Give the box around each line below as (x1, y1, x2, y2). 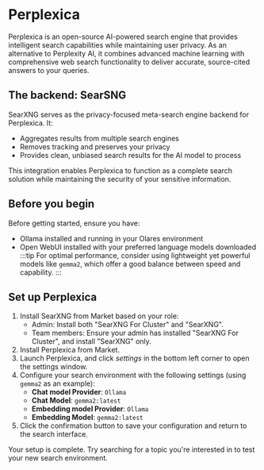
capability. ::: (19, 268, 62, 277)
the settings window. (19, 362, 88, 372)
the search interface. (19, 430, 89, 439)
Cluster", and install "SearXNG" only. (31, 337, 152, 346)
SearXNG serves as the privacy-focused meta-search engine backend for (8, 110, 250, 119)
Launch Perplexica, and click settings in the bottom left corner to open (19, 353, 250, 363)
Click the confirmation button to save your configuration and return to (19, 421, 247, 430)
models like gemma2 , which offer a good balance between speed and (19, 259, 241, 268)
